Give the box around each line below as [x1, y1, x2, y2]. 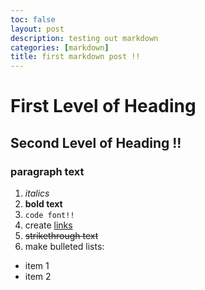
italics [24, 187, 50, 199]
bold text [24, 198, 63, 210]
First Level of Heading [10, 95, 197, 118]
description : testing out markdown [10, 33, 159, 43]
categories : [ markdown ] [10, 42, 110, 53]
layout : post [10, 24, 65, 34]
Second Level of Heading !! [10, 134, 182, 151]
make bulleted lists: [24, 241, 105, 252]
